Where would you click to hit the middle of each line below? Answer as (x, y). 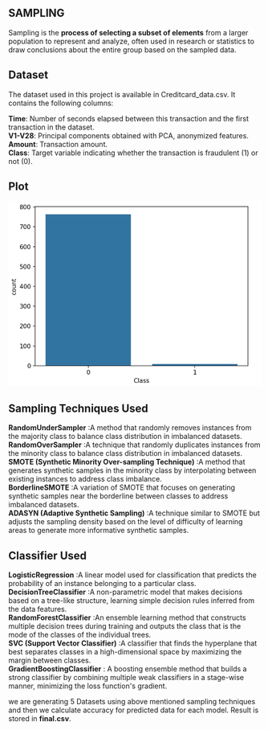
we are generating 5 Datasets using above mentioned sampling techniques (132, 702)
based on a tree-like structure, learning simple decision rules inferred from (132, 601)
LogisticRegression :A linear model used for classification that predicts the (132, 575)
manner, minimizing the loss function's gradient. (88, 686)
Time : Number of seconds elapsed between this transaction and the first (128, 118)
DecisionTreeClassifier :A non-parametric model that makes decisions (126, 592)
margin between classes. (50, 660)
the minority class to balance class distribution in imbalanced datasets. (126, 453)
